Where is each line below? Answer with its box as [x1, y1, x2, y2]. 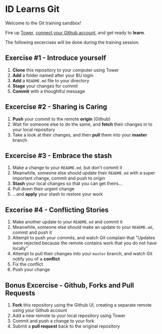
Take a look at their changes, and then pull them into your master [12, 132, 148, 138]
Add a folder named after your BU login [12, 72, 94, 78]
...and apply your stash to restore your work [12, 191, 103, 197]
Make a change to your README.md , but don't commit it [12, 165, 123, 170]
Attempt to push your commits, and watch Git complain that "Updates [12, 235, 156, 241]
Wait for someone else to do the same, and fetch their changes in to [12, 121, 153, 127]
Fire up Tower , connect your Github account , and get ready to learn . [5, 29, 146, 35]
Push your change [12, 267, 50, 273]
